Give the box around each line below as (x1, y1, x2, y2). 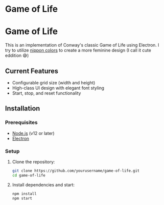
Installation (5, 104, 40, 113)
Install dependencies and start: (12, 181, 75, 187)
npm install (12, 191, 37, 196)
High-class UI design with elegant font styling (12, 85, 104, 91)
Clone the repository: (12, 158, 55, 165)
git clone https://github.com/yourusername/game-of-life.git (12, 168, 140, 173)
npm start (12, 196, 33, 201)
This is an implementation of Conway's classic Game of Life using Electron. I (5, 42, 159, 48)
